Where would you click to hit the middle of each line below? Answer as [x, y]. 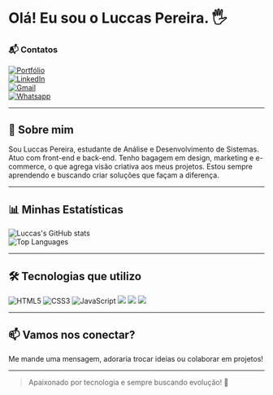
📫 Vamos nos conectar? [72, 335]
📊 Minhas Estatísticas [66, 210]
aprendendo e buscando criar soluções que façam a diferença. [114, 175]
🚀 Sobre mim [41, 129]
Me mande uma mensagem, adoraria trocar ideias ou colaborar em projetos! [136, 358]
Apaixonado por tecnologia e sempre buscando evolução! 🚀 [128, 382]
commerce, [28, 167]
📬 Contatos [33, 50]
